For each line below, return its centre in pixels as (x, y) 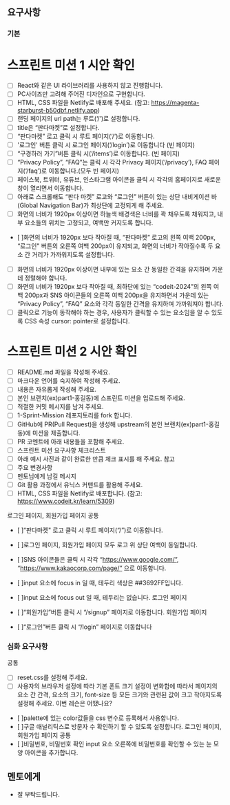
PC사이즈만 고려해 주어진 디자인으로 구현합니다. (81, 94)
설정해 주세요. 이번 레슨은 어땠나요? (64, 703)
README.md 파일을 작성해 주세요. (63, 372)
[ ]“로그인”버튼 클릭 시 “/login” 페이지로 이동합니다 (85, 627)
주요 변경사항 (35, 467)
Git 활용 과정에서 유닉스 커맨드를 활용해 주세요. (80, 484)
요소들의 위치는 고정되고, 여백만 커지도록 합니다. (89, 222)
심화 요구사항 (28, 646)
